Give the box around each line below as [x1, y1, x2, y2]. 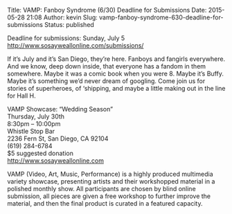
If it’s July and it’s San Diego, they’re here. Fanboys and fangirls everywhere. [7, 55, 226, 63]
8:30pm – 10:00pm [7, 120, 61, 127]
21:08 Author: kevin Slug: [26, 13, 98, 21]
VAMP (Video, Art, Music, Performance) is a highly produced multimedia [7, 170, 213, 178]
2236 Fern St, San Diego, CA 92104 [7, 134, 109, 143]
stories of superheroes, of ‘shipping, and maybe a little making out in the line [7, 84, 226, 92]
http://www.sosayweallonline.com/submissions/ [7, 42, 144, 49]
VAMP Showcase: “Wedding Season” [7, 105, 113, 113]
